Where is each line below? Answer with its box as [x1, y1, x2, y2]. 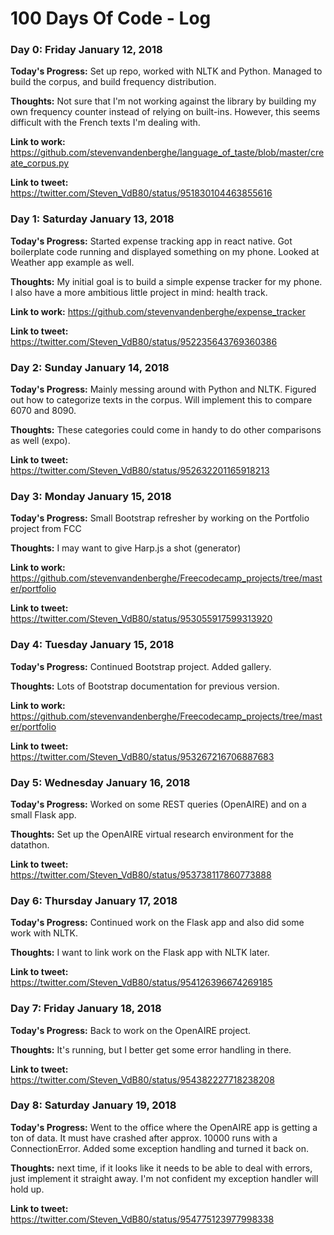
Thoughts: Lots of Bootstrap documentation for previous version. [10, 680, 280, 692]
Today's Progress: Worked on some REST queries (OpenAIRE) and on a [10, 798, 307, 810]
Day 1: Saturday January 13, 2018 [10, 212, 175, 226]
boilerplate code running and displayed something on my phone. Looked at [10, 245, 320, 257]
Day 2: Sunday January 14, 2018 [10, 360, 170, 374]
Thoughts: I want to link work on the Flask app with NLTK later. [10, 947, 270, 959]
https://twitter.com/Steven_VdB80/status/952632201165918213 [10, 465, 270, 477]
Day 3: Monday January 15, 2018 [10, 490, 172, 503]
